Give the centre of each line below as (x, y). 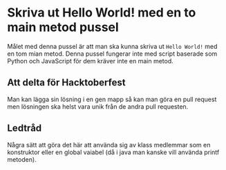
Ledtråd (25, 128)
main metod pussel (63, 27)
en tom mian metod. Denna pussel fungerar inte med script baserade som (112, 54)
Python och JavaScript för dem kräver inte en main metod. (91, 61)
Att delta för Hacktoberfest (66, 83)
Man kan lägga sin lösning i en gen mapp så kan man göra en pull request (112, 99)
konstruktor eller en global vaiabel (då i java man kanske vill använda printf (113, 152)
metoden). (22, 159)
